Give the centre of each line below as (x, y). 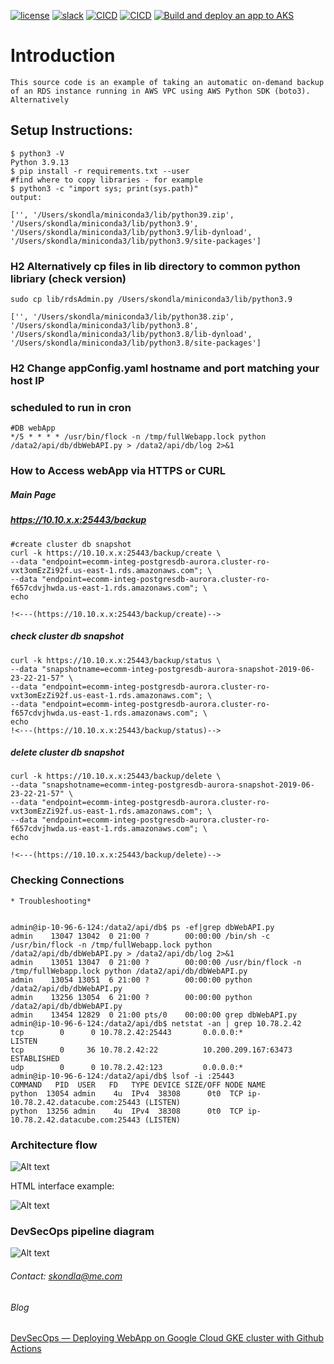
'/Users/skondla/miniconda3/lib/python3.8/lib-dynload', (131, 335)
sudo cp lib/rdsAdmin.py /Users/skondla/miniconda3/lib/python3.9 (151, 300)
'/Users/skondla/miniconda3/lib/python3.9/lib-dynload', (131, 232)
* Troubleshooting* (51, 901)
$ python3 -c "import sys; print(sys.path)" (104, 188)
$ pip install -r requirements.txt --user (100, 171)
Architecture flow (54, 1145)
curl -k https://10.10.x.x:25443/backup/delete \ (116, 776)
